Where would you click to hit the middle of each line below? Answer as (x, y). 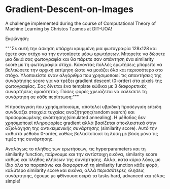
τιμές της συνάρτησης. (30, 139)
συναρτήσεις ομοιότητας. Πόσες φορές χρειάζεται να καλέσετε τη (76, 91)
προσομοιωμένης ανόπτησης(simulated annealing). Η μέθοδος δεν (76, 117)
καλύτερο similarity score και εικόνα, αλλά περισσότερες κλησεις (75, 170)
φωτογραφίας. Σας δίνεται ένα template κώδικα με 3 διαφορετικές (76, 86)
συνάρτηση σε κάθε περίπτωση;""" (42, 97)
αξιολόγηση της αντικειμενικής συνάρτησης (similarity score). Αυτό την (81, 128)
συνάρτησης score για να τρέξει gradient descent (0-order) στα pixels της (84, 81)
